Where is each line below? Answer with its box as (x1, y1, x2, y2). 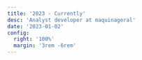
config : (7, 29, 30, 37)
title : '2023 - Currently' (7, 10, 86, 17)
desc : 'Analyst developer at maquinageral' (7, 17, 136, 23)
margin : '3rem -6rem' (13, 42, 77, 49)
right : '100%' (13, 36, 55, 43)
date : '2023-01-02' (7, 23, 64, 30)
